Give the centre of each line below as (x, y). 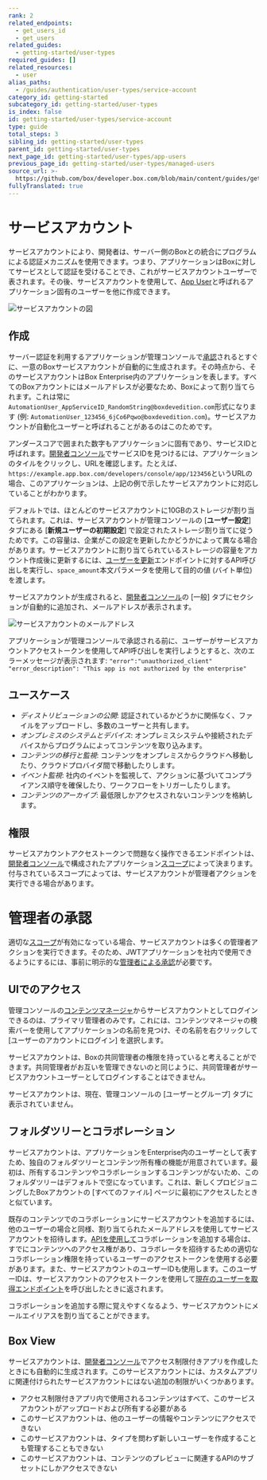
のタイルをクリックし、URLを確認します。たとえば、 (95, 463)
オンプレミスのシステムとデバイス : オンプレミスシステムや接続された (133, 736)
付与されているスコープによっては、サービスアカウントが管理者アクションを (133, 873)
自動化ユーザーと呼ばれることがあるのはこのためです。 (126, 426)
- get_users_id (41, 30)
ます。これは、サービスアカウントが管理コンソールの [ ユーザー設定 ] (140, 520)
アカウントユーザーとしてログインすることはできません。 (116, 1077)
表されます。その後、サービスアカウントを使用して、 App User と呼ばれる (128, 281)
